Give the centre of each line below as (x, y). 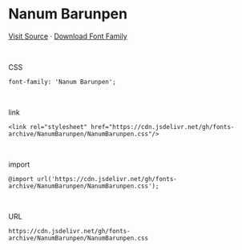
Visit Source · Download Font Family (68, 36)
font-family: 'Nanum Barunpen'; (62, 82)
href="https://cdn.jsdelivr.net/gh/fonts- (163, 127)
